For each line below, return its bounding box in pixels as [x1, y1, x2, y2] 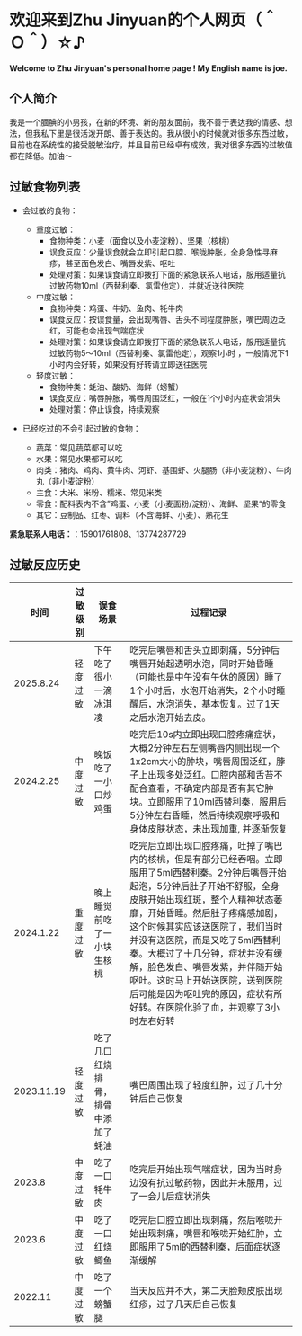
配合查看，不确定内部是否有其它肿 [129, 782, 274, 795]
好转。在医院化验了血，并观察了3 [129, 1002, 271, 1014]
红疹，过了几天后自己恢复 [129, 1298, 238, 1311]
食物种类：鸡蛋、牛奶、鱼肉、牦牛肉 [49, 302, 184, 313]
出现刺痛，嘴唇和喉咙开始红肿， [138, 1227, 274, 1240]
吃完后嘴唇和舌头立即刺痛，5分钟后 [129, 644, 280, 656]
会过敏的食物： [22, 205, 78, 216]
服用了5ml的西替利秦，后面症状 [138, 1241, 272, 1253]
